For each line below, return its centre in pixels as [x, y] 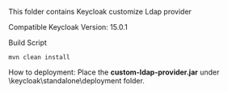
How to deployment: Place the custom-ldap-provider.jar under [114, 72]
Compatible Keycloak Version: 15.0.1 [68, 27]
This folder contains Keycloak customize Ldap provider [100, 12]
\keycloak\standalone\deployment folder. [77, 81]
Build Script [27, 42]
